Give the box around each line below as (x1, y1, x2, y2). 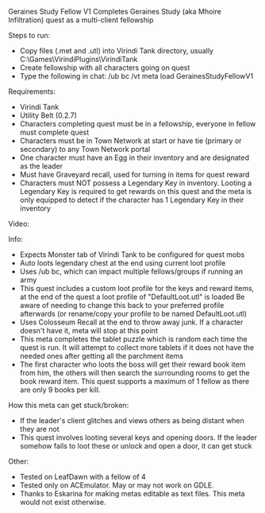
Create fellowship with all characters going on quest (19, 63, 190, 72)
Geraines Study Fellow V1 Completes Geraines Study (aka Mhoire (8, 7, 222, 16)
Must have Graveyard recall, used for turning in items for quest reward (19, 170, 250, 179)
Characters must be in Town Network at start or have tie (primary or (19, 136, 242, 146)
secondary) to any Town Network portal (19, 145, 151, 154)
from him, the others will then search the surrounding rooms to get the (19, 368, 250, 377)
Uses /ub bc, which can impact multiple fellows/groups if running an (19, 266, 244, 276)
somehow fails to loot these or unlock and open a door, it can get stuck (19, 441, 252, 450)
